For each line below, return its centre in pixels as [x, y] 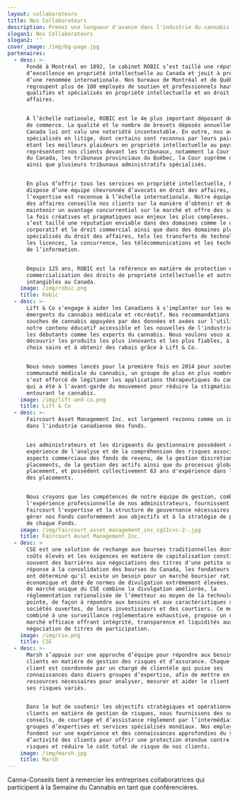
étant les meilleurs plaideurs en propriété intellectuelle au [121, 145]
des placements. [50, 478]
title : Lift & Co [46, 406]
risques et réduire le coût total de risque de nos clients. [118, 746]
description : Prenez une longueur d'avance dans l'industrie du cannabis [119, 27]
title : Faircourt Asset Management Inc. [80, 536]
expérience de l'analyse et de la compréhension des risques [118, 451]
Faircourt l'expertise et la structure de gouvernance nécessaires [128, 510]
